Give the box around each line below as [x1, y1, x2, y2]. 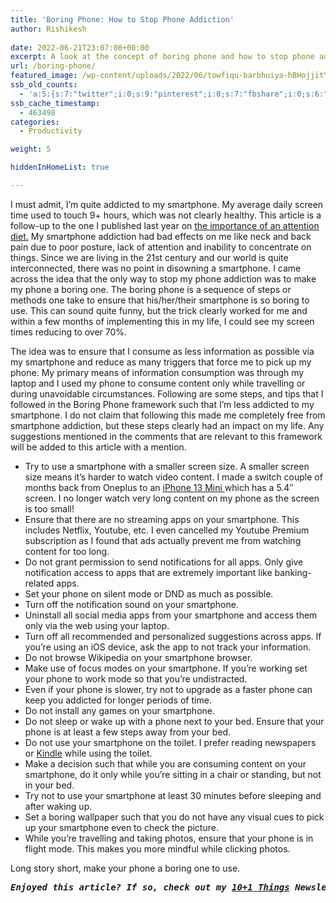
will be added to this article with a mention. [10, 441, 187, 453]
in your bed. [24, 779, 75, 791]
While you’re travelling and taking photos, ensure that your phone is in [24, 832, 314, 844]
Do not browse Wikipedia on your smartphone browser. [24, 651, 253, 663]
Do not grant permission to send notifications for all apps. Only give [24, 556, 304, 568]
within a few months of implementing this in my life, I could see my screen [10, 315, 315, 327]
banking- [274, 566, 312, 578]
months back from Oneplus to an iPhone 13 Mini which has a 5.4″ [24, 481, 294, 493]
